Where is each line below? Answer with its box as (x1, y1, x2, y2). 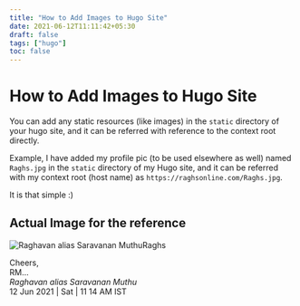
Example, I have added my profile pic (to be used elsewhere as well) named (9, 153, 292, 164)
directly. (9, 135, 40, 146)
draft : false (9, 30, 59, 39)
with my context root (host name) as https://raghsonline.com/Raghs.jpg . (9, 172, 283, 183)
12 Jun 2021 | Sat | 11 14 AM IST (9, 286, 127, 297)
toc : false (9, 47, 51, 56)
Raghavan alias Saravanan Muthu (9, 276, 138, 287)
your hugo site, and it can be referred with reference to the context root (9, 126, 276, 137)
